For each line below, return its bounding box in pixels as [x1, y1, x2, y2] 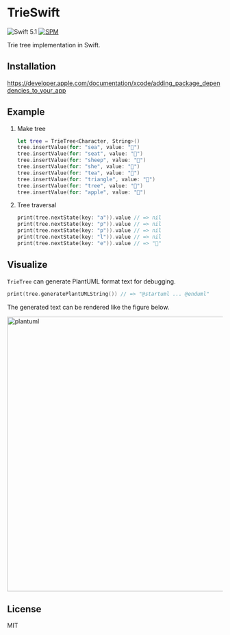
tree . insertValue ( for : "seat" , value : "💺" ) [16, 150, 144, 157]
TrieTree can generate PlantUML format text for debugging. [7, 277, 176, 286]
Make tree [16, 124, 46, 132]
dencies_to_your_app [7, 86, 66, 94]
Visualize [7, 259, 48, 270]
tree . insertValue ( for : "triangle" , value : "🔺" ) [16, 176, 156, 183]
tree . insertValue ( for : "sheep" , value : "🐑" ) [16, 157, 146, 164]
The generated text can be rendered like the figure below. [7, 303, 170, 311]
